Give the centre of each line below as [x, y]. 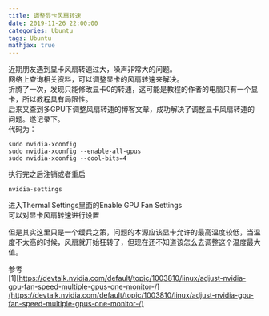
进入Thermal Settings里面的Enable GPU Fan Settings [95, 206]
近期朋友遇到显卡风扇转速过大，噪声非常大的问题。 [92, 70]
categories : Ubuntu [41, 30]
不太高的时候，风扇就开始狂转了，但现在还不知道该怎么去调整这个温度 [130, 242]
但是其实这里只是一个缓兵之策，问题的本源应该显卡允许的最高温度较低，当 [131, 232]
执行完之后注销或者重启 [47, 174]
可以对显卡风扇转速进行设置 [54, 215]
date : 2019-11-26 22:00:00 [53, 23]
